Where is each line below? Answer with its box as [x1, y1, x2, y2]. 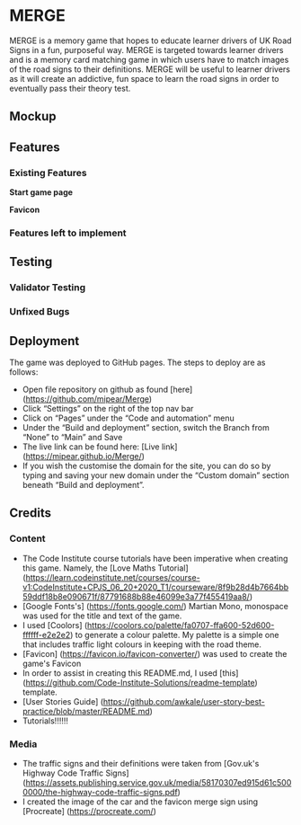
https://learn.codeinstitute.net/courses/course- [25, 572, 200, 582]
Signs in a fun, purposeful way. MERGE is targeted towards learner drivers [9, 44, 284, 55]
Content [9, 532, 47, 545]
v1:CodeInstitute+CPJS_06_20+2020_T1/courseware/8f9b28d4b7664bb [22, 581, 289, 592]
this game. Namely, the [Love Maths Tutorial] [22, 563, 189, 573]
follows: [9, 366, 39, 377]
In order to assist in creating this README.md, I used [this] [22, 667, 239, 679]
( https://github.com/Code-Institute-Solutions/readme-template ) [22, 677, 258, 687]
